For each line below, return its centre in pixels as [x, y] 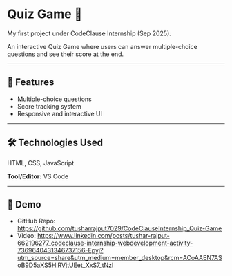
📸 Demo [24, 204]
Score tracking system [49, 106]
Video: [27, 236]
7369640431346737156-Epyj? [60, 250]
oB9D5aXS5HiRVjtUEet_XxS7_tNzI [65, 265]
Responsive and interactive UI [59, 113]
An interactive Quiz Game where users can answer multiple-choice [103, 46]
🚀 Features [31, 82]
